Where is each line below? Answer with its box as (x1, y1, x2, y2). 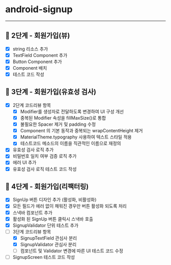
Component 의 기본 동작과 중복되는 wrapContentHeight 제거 (20, 128, 143, 134)
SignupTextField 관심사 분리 (20, 235, 77, 241)
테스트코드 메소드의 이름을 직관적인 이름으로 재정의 (20, 140, 121, 146)
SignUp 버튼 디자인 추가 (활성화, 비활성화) (12, 197, 97, 203)
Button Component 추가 (12, 58, 62, 65)
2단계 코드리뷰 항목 (12, 102, 51, 108)
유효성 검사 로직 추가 (12, 146, 54, 153)
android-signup (5, 4, 73, 15)
